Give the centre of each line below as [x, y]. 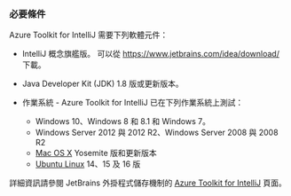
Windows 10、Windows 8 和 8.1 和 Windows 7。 [123, 122]
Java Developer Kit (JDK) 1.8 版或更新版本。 [102, 84]
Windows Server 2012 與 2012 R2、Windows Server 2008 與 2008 [157, 133]
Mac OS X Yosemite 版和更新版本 [96, 153]
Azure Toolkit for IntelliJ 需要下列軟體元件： [89, 35]
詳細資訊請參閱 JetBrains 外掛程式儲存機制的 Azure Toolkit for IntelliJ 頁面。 [148, 183]
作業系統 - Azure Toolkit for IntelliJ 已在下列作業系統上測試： [133, 103]
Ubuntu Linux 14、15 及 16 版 [88, 164]
